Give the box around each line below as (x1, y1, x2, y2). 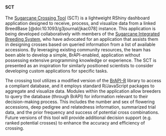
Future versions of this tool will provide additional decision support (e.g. (5, 115, 152, 121)
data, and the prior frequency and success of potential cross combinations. (5, 110, 160, 116)
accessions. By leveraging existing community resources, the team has (5, 47, 151, 53)
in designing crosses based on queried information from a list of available (5, 41, 156, 47)
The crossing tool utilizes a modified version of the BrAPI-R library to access (5, 78, 162, 84)
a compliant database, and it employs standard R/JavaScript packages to (5, 83, 155, 89)
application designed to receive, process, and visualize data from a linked (5, 20, 156, 26)
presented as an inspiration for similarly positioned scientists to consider (5, 63, 154, 69)
